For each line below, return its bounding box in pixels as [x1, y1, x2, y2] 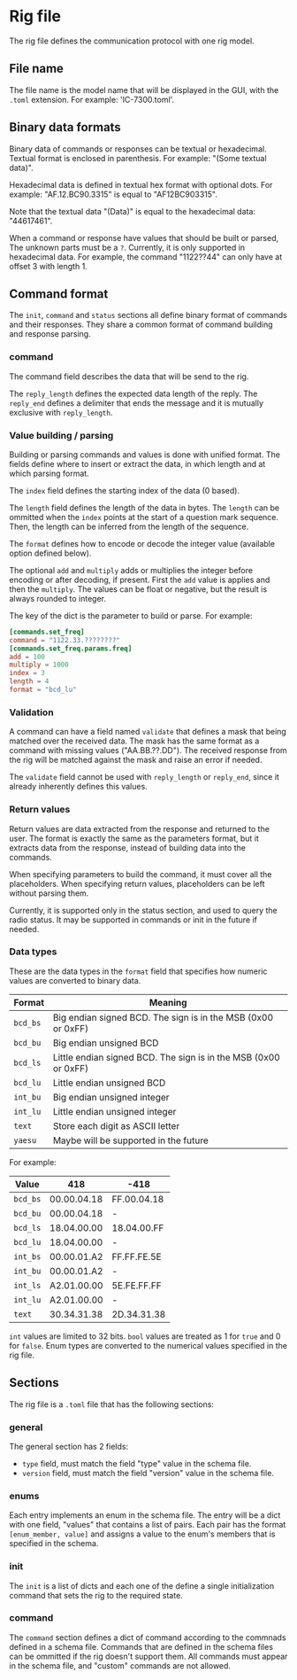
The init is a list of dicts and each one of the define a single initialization [9, 1580, 275, 1591]
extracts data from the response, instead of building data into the [9, 842, 246, 852]
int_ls [13, 1280, 42, 1290]
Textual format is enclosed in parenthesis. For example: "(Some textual [9, 152, 267, 163]
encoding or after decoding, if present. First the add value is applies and [9, 574, 270, 585]
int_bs [13, 1251, 42, 1262]
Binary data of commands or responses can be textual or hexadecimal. [9, 144, 267, 154]
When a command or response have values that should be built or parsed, [9, 232, 279, 243]
